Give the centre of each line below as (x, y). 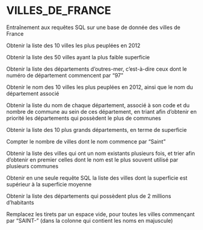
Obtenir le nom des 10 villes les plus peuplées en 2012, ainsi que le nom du (100, 87)
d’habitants (20, 202)
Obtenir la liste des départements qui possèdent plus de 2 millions (89, 196)
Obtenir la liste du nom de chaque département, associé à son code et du (98, 105)
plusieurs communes (32, 166)
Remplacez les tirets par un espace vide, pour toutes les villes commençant (101, 214)
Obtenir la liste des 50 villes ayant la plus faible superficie (78, 57)
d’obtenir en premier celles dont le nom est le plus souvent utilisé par (92, 159)
